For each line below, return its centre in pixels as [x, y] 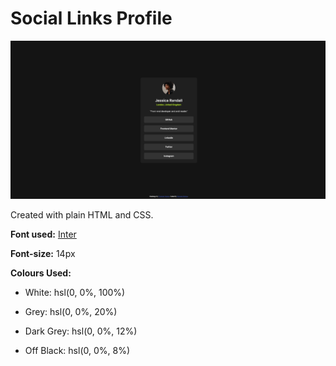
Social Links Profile [91, 18]
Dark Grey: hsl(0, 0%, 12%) [81, 331]
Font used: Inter [43, 234]
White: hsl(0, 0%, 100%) [75, 292]
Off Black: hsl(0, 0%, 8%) [77, 350]
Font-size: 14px [43, 253]
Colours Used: [41, 273]
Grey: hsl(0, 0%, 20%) [71, 311]
